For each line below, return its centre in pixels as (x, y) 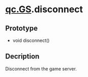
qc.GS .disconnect (44, 9)
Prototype (22, 28)
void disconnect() (31, 40)
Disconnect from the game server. (41, 69)
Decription (22, 56)
